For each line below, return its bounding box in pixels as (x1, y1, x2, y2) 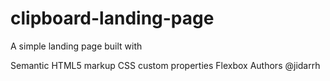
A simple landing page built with (10, 40, 143, 52)
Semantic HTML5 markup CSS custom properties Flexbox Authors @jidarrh (10, 59, 321, 71)
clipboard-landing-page (10, 7, 215, 30)
